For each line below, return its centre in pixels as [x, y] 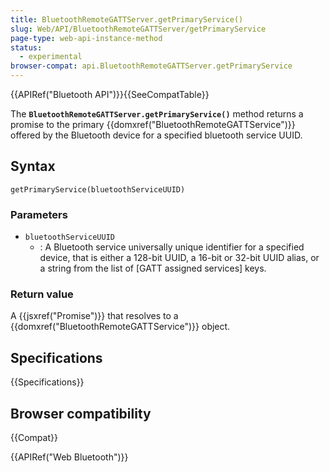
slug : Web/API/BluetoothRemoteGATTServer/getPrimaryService [138, 29]
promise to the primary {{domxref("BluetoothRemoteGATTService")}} [153, 124]
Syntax [33, 166]
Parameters [39, 214]
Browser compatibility [81, 413]
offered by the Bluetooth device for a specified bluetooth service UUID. [156, 135]
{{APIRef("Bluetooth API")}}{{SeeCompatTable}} [110, 94]
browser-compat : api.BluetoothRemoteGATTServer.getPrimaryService [151, 66]
